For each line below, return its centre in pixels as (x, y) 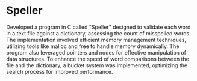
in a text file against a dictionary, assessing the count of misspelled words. (98, 33)
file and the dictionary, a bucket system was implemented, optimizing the (97, 65)
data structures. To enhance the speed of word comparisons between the (98, 59)
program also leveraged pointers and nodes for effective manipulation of (96, 52)
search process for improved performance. (60, 71)
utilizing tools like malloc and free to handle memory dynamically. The (93, 46)
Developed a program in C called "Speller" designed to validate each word (98, 27)
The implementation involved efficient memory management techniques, (96, 40)
